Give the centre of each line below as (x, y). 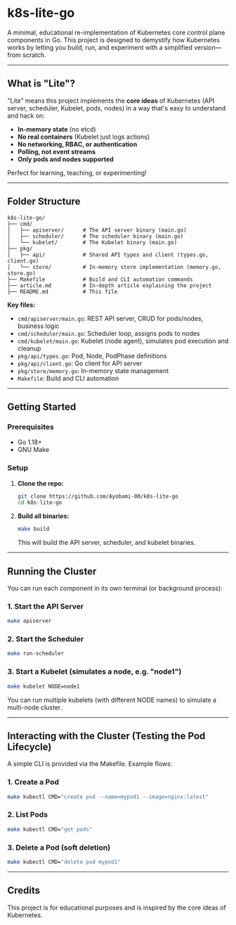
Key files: (21, 305)
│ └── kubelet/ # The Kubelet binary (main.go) (92, 242)
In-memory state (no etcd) (57, 129)
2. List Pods (27, 814)
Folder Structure (44, 202)
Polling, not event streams (57, 151)
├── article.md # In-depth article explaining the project (110, 285)
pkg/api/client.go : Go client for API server (80, 363)
